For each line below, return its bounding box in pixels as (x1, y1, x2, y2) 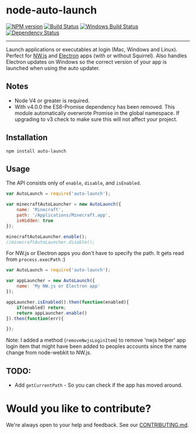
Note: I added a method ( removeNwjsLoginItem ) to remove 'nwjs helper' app (6, 337, 186, 344)
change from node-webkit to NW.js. (6, 349, 92, 356)
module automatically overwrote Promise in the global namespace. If (14, 109, 180, 116)
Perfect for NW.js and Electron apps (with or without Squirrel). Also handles (6, 52, 187, 59)
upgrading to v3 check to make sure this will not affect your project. (14, 115, 178, 123)
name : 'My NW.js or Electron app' (16, 283, 100, 290)
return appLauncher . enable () (16, 310, 87, 316)
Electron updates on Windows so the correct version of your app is (6, 58, 167, 65)
